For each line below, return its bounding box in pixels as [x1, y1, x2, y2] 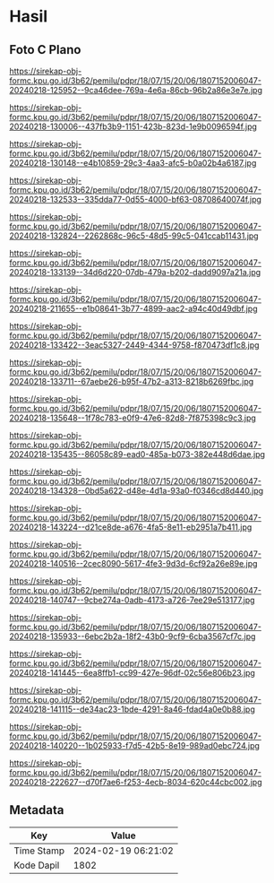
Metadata [9, 802, 64, 818]
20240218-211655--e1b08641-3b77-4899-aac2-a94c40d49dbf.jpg [9, 303, 258, 314]
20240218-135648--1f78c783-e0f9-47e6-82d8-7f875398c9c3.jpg [9, 412, 257, 423]
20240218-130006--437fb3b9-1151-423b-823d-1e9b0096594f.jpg [9, 121, 258, 132]
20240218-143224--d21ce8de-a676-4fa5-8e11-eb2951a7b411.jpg [9, 522, 253, 532]
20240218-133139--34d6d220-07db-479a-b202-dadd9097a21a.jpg [9, 267, 261, 277]
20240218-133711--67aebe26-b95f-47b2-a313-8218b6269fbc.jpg [9, 377, 254, 386]
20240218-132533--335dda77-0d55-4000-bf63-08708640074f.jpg [9, 195, 262, 204]
